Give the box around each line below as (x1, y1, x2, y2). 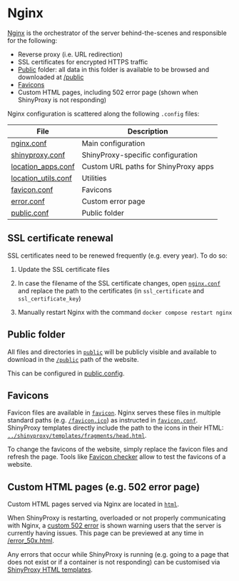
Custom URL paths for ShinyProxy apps (81, 161, 214, 171)
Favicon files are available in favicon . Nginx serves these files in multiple (7, 408, 221, 417)
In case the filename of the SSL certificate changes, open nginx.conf (17, 278, 221, 287)
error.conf (11, 196, 45, 206)
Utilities (81, 173, 107, 183)
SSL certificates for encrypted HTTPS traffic (17, 57, 148, 66)
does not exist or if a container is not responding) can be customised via (7, 558, 220, 567)
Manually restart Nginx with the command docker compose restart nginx (17, 308, 233, 316)
